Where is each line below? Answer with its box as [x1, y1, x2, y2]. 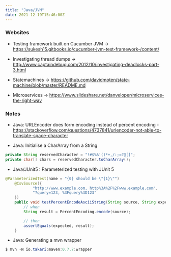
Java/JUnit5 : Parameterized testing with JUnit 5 [12, 166, 115, 172]
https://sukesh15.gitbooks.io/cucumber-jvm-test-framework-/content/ [12, 46, 159, 52]
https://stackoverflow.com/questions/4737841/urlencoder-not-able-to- [12, 127, 162, 133]
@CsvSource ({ [14, 181, 42, 186]
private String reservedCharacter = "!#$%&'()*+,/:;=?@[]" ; [5, 152, 136, 158]
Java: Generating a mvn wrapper [12, 237, 82, 243]
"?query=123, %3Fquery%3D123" [32, 190, 97, 195]
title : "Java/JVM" [5, 7, 44, 13]
